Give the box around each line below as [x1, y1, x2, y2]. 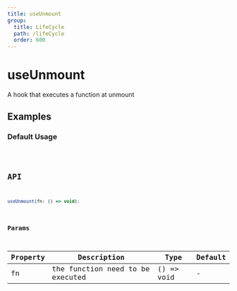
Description [77, 253, 125, 262]
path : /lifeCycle [13, 30, 65, 37]
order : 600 [13, 37, 46, 44]
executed [51, 273, 87, 283]
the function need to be [51, 264, 150, 274]
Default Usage [7, 132, 58, 142]
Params [7, 224, 30, 232]
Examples [7, 111, 51, 123]
